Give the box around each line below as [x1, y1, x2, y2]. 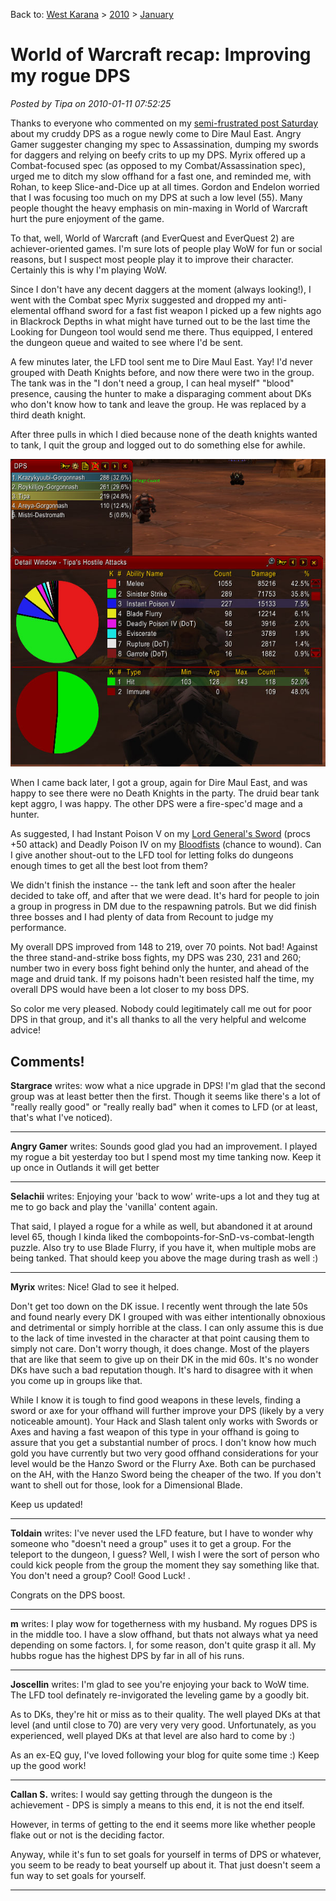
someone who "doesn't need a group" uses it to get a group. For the [10, 1538, 292, 1550]
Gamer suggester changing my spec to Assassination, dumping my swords [10, 138, 319, 150]
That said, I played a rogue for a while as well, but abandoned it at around [10, 1220, 313, 1233]
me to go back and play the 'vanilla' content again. [10, 1201, 218, 1213]
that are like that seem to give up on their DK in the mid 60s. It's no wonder [10, 1354, 319, 1366]
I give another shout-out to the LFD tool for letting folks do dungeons [10, 849, 294, 861]
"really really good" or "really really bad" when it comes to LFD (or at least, [10, 1101, 318, 1113]
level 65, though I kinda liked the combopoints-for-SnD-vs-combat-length [10, 1231, 315, 1243]
